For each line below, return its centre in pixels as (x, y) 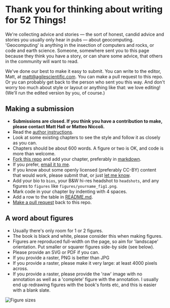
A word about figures (39, 218)
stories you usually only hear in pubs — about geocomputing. (70, 40)
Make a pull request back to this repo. (52, 202)
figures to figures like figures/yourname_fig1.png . (65, 186)
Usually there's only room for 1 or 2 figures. (58, 231)
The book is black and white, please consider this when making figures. (88, 236)
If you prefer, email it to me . (41, 164)
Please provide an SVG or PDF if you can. (56, 252)
